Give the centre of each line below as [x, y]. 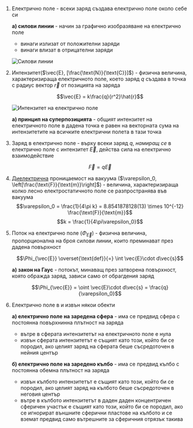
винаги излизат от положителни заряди [70, 44]
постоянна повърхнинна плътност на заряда [67, 322]
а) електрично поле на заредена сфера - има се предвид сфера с [96, 316]
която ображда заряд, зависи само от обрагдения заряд [83, 276]
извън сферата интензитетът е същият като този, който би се [97, 340]
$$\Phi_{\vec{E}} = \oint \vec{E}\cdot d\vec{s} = [90, 287]
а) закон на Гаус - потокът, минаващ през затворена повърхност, [94, 269]
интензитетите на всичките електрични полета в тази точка [87, 132]
